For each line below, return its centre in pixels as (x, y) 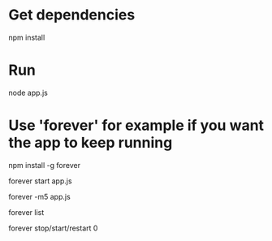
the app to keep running (91, 143)
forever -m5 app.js (39, 196)
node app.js (28, 93)
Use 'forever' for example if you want (136, 125)
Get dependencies (72, 15)
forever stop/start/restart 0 (53, 228)
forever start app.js (40, 181)
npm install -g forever (45, 165)
